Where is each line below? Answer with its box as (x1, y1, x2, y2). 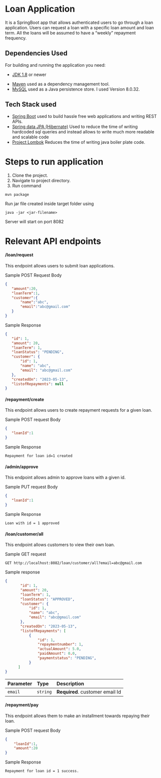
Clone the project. (12, 172, 48, 178)
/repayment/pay (5, 702, 39, 708)
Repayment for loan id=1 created (5, 454, 73, 458)
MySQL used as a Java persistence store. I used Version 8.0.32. (12, 86, 140, 92)
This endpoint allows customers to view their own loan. (5, 542, 115, 548)
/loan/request (5, 252, 33, 258)
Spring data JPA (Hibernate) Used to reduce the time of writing (12, 123, 138, 130)
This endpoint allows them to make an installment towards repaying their (5, 713, 150, 719)
